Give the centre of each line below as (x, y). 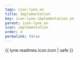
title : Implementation (28, 14)
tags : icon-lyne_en (25, 9)
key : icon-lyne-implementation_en (40, 18)
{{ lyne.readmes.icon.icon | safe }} (39, 50)
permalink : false (22, 37)
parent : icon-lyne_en (27, 23)
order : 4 (14, 32)
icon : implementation (27, 28)
